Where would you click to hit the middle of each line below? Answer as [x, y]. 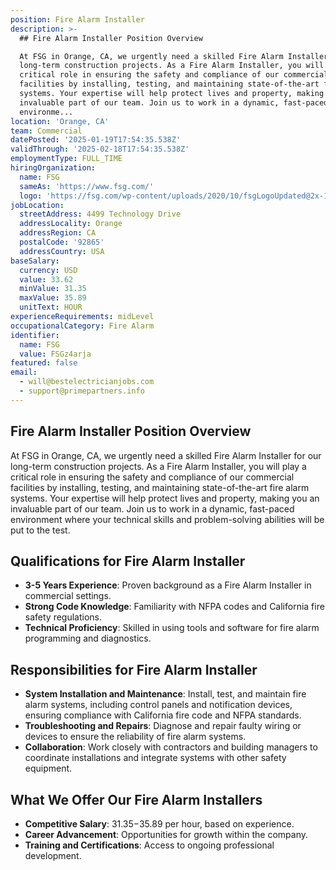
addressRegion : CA [58, 233]
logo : [31, 196]
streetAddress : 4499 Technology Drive [100, 214]
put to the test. [40, 530]
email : [24, 372]
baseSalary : [35, 261]
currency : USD [48, 270]
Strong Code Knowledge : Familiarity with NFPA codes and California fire [174, 607]
